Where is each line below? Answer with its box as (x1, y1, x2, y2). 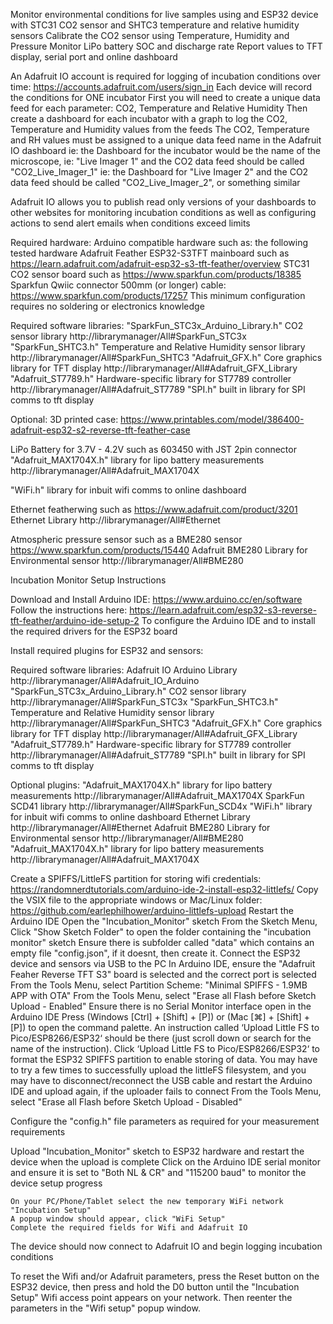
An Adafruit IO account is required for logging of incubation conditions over (10, 70, 322, 82)
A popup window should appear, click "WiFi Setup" (10, 1214, 226, 1224)
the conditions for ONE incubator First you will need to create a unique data (10, 92, 321, 103)
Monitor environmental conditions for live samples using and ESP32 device (10, 9, 319, 20)
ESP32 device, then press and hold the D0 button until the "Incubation (10, 1281, 300, 1293)
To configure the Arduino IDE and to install (141, 615, 316, 626)
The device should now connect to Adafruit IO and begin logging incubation (10, 1240, 323, 1252)
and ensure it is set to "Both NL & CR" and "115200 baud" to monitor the (10, 1167, 307, 1178)
